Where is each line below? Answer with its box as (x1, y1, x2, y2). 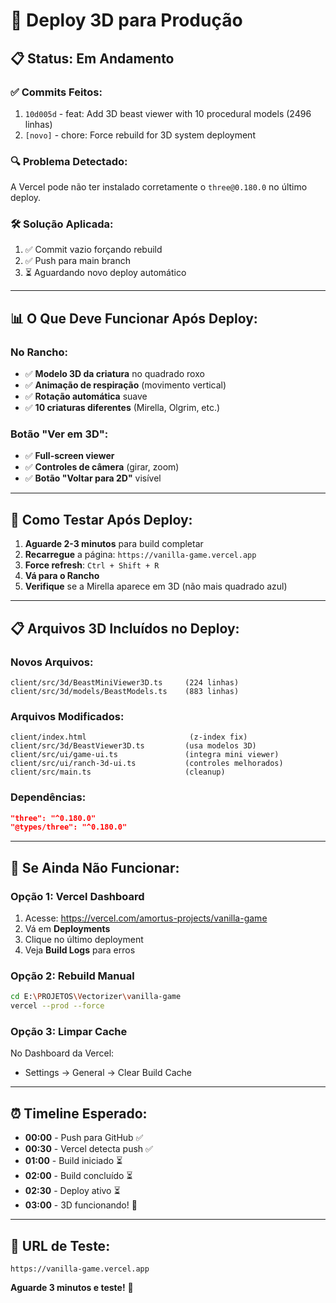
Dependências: (10, 790, 87, 804)
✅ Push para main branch (24, 255, 132, 267)
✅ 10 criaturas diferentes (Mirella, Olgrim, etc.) (24, 402, 221, 414)
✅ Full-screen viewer (24, 450, 115, 462)
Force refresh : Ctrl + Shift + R (24, 559, 160, 571)
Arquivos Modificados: (10, 709, 125, 723)
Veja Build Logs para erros (24, 944, 136, 956)
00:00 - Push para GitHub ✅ (24, 1132, 144, 1144)
